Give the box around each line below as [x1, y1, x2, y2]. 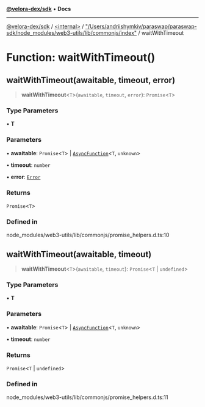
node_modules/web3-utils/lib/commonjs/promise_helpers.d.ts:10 [6, 232, 170, 239]
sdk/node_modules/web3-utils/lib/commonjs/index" [6, 29, 137, 36]
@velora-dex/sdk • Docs [6, 5, 71, 12]
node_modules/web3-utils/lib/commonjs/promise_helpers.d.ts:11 [6, 394, 168, 401]
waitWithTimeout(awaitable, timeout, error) [6, 75, 176, 85]
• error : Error [6, 173, 41, 180]
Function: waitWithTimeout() [6, 51, 156, 65]
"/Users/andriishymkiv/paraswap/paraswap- [85, 23, 197, 30]
